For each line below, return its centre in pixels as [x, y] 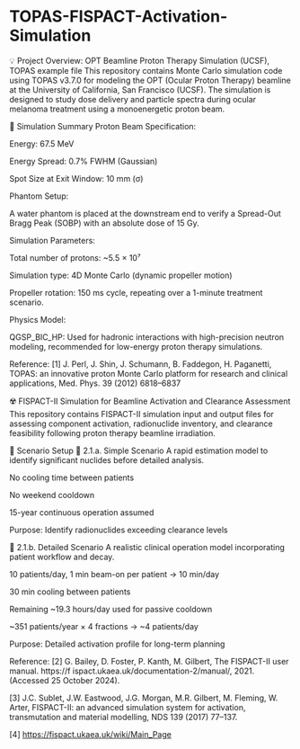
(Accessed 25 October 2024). [65, 680]
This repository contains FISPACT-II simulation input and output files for [141, 414]
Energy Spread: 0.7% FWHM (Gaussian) [84, 161]
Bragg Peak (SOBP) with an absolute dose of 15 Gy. [104, 223]
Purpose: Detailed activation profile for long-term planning [117, 644]
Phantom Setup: [39, 196]
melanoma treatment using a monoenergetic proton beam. [117, 109]
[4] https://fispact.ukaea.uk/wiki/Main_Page [91, 734]
